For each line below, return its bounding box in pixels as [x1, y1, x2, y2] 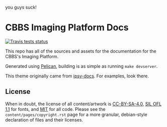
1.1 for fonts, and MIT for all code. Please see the [5, 106, 106, 112]
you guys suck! [5, 5, 37, 10]
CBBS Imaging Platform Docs [5, 22, 129, 33]
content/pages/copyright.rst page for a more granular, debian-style [5, 111, 147, 117]
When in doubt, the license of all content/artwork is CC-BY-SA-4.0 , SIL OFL [5, 100, 162, 107]
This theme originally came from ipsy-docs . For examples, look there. [5, 73, 149, 79]
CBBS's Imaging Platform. [5, 53, 59, 59]
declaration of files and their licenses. [5, 116, 83, 122]
